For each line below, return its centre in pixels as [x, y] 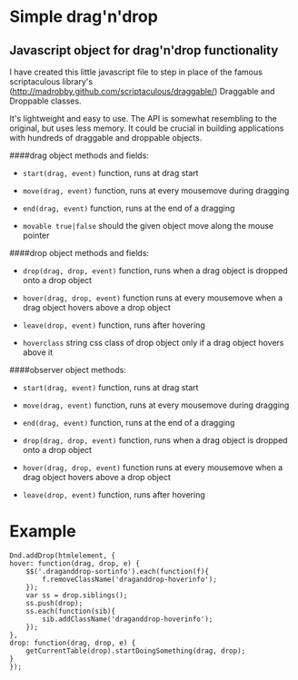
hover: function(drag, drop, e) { [75, 563]
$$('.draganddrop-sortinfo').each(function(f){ [117, 571]
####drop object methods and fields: [79, 253]
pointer [36, 235]
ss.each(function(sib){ [71, 611]
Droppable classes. [45, 101]
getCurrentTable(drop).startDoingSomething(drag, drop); [136, 651]
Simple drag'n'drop [84, 17]
